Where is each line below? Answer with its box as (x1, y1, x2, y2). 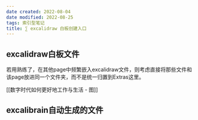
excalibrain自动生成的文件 (6, 105, 103, 115)
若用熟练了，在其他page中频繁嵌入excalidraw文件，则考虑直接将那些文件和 (6, 66, 193, 73)
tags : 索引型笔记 (6, 20, 45, 26)
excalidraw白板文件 (6, 49, 80, 59)
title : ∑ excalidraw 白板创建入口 (6, 25, 87, 32)
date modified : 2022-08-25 (6, 14, 74, 20)
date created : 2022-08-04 (6, 8, 71, 15)
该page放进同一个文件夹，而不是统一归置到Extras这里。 (6, 73, 145, 81)
